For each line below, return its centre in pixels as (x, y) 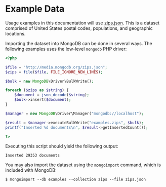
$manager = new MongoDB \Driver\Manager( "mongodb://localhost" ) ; (74, 114)
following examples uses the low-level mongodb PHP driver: (66, 49)
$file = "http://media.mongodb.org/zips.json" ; (56, 67)
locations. (15, 33)
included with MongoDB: (31, 170)
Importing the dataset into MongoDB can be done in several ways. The (79, 43)
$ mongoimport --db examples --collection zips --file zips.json (75, 180)
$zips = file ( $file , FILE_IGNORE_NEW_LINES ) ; (54, 72)
